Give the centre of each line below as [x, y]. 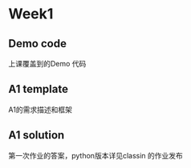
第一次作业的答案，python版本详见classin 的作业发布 [95, 155]
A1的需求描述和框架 [40, 110]
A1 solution [37, 136]
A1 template [38, 89]
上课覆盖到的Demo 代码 [47, 64]
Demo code [37, 44]
